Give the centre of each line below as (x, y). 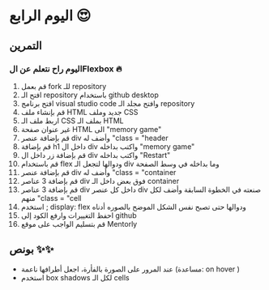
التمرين (26, 46)
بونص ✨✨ (32, 249)
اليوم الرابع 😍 (50, 16)
